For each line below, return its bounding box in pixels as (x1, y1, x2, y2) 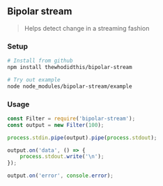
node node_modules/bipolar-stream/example (7, 83, 132, 90)
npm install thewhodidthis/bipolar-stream (7, 63, 132, 70)
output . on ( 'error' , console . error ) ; (7, 172, 114, 180)
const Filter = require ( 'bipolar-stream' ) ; (7, 115, 136, 122)
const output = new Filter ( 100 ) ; (7, 121, 104, 128)
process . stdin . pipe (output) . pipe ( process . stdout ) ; (7, 134, 157, 141)
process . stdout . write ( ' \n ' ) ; (20, 153, 104, 160)
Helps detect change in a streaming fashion (24, 24, 150, 32)
